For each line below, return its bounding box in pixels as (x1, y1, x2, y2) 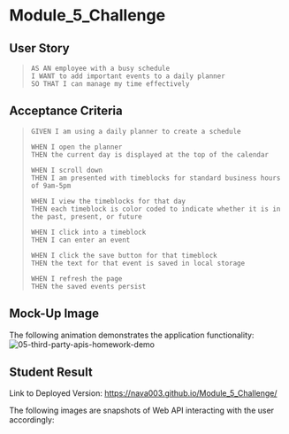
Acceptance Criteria (9, 104, 123, 119)
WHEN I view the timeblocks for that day (30, 197, 186, 205)
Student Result (9, 365, 93, 380)
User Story (9, 41, 70, 56)
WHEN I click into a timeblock (30, 228, 147, 236)
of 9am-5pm (30, 181, 72, 190)
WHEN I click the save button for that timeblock (30, 251, 218, 260)
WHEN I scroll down (30, 166, 103, 174)
